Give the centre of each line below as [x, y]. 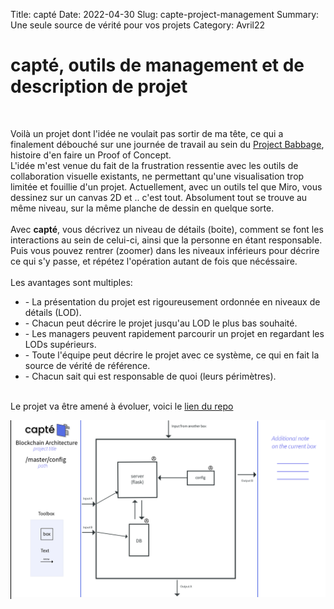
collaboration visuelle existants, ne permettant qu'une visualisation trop [157, 176]
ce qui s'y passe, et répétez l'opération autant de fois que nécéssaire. [154, 261]
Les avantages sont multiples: [71, 282]
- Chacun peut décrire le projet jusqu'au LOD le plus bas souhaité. [161, 323]
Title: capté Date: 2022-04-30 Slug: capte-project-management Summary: [165, 14]
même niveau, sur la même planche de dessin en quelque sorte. [142, 208]
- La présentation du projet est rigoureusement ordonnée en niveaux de [172, 301]
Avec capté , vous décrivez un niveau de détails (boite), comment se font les [167, 229]
